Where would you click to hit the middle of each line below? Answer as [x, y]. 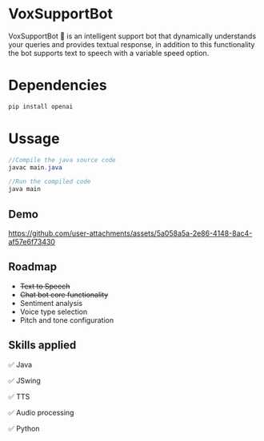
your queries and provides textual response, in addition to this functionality [132, 44]
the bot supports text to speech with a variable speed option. [109, 53]
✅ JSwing [25, 380]
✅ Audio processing [41, 412]
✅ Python [24, 428]
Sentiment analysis [51, 303]
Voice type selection [54, 312]
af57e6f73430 [32, 242]
